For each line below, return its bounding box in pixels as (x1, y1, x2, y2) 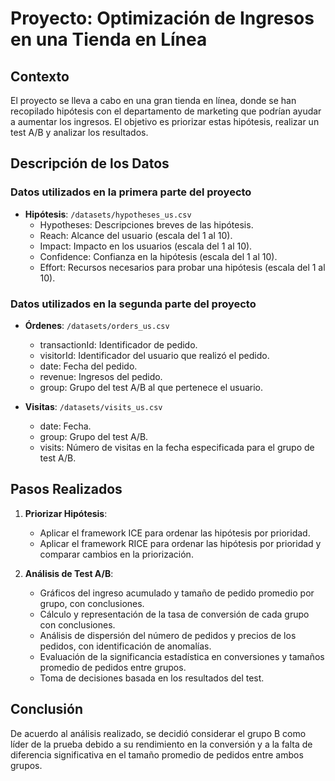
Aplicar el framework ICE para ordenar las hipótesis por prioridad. (39, 527, 311, 539)
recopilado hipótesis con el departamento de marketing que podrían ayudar (10, 105, 322, 117)
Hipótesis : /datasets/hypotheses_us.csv (24, 208, 192, 220)
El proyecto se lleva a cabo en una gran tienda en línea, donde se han (10, 95, 297, 106)
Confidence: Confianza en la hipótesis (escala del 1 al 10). (39, 250, 278, 262)
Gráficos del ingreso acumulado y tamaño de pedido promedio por (39, 587, 315, 599)
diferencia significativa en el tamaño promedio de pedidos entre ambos (10, 748, 304, 761)
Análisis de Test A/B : (24, 567, 114, 579)
